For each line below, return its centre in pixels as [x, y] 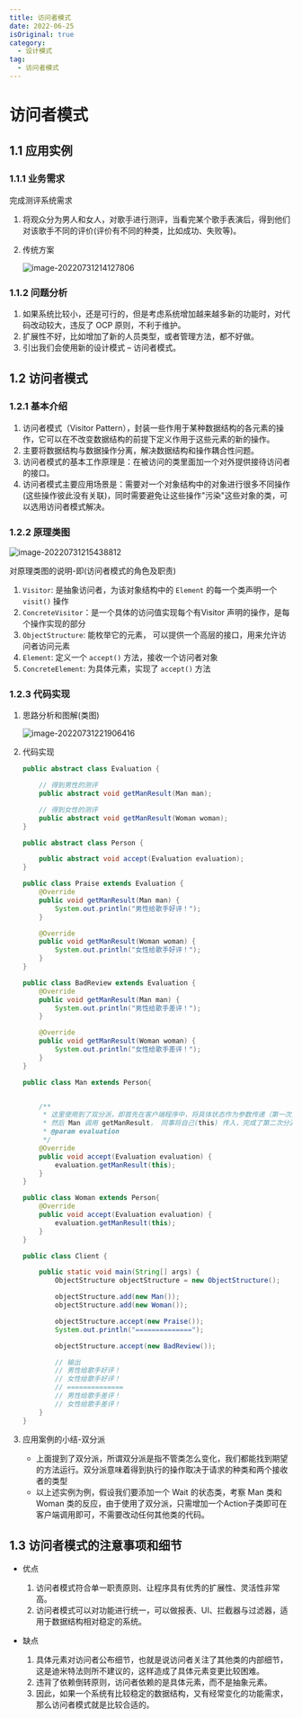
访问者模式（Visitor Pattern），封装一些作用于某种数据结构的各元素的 [149, 427]
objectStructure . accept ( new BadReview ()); [136, 1346]
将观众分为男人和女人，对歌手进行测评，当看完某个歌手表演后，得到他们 [156, 219]
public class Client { [65, 1256]
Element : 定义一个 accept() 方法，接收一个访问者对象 [120, 658]
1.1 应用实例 [41, 151]
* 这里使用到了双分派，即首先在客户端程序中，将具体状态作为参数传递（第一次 [167, 1115]
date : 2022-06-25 [42, 26]
